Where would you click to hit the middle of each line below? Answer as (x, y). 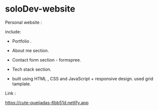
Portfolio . (22, 41)
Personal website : (24, 22)
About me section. (30, 50)
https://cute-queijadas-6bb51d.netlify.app (47, 102)
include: (13, 31)
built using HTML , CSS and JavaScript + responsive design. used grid (83, 79)
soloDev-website (40, 9)
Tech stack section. (32, 69)
